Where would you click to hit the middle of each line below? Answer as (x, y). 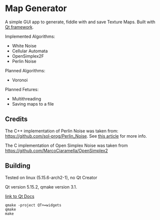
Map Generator (36, 8)
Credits (16, 119)
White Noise (24, 46)
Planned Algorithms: (25, 70)
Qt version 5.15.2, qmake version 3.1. (41, 187)
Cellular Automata (30, 51)
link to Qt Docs (20, 196)
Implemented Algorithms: (30, 36)
